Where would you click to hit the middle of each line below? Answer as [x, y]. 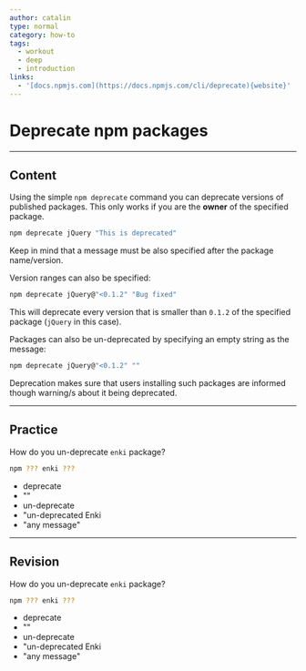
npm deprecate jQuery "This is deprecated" [93, 233]
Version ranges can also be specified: [80, 278]
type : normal [34, 26]
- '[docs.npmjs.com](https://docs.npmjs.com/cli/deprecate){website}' [154, 86]
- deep [30, 60]
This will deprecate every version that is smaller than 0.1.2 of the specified [150, 312]
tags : [20, 43]
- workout [36, 52]
